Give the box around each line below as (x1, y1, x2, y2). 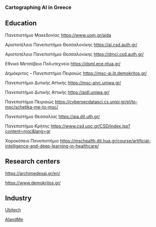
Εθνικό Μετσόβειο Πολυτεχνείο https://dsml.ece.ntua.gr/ (5, 60, 121, 66)
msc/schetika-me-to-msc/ (5, 104, 59, 110)
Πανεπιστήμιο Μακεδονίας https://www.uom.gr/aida (5, 32, 111, 38)
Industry (5, 194, 32, 202)
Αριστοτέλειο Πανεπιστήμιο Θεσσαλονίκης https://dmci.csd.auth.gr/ (5, 51, 144, 57)
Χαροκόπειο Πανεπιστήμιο (5, 138, 59, 143)
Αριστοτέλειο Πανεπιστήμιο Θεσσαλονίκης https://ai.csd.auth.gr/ (5, 41, 138, 48)
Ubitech (5, 207, 21, 213)
